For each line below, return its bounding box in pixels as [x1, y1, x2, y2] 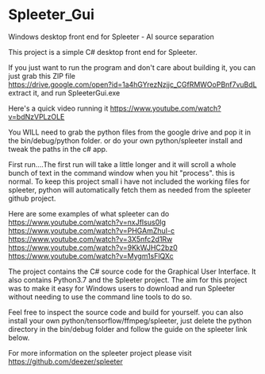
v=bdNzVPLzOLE [8, 111, 65, 121]
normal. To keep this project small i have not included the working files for [8, 177, 250, 186]
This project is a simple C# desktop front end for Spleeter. [8, 47, 198, 56]
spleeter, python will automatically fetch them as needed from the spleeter [8, 185, 252, 194]
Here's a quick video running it [8, 103, 109, 113]
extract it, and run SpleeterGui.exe [8, 88, 121, 97]
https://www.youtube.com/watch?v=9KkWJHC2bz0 [8, 243, 179, 252]
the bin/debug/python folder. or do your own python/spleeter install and [8, 135, 244, 145]
